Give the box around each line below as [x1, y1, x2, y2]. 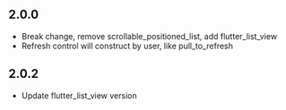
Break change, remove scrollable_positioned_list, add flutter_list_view [21, 30, 278, 41]
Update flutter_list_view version [21, 89, 137, 101]
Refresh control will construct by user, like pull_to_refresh [21, 40, 234, 51]
